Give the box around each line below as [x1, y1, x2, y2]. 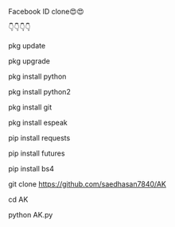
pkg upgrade [8, 56, 50, 66]
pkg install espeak [8, 118, 68, 127]
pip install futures [8, 148, 65, 158]
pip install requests [8, 133, 71, 142]
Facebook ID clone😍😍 [8, 7, 85, 16]
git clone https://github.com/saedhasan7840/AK [8, 179, 167, 189]
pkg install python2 [8, 87, 72, 96]
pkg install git [8, 102, 52, 112]
